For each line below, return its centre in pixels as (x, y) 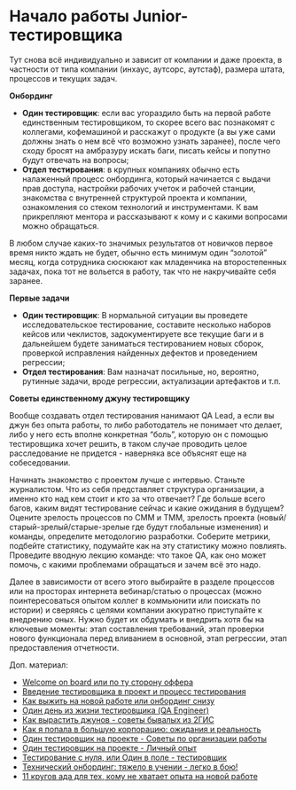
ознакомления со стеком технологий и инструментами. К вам (140, 207)
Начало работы (70, 16)
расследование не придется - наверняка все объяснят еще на (128, 453)
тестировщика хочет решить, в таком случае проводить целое (129, 443)
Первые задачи (39, 298)
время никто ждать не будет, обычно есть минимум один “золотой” (138, 252)
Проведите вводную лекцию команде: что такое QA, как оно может (138, 555)
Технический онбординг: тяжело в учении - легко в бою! (130, 767)
